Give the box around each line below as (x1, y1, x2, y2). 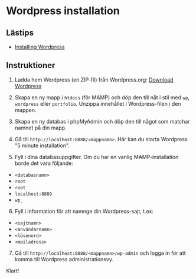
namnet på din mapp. (14, 124, 67, 131)
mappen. (14, 106, 37, 113)
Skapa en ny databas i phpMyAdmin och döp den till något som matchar (14, 118, 190, 125)
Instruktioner (6, 60, 55, 70)
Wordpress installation (6, 4, 120, 18)
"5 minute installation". (14, 142, 70, 149)
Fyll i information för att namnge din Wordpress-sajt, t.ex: (14, 207, 153, 215)
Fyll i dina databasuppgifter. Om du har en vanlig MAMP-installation (14, 153, 179, 160)
